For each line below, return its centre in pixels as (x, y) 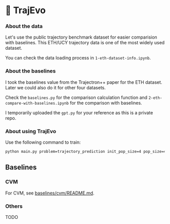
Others (14, 206)
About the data (24, 26)
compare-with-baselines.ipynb (37, 103)
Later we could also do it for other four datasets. (56, 87)
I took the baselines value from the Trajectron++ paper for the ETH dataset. (84, 82)
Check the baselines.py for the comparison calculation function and (76, 97)
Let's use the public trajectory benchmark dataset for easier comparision (81, 37)
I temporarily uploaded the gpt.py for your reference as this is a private (79, 113)
